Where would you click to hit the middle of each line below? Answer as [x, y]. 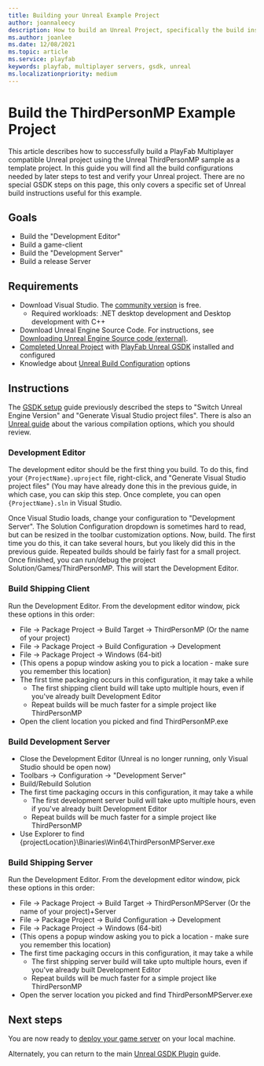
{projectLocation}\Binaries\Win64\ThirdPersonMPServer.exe [117, 842]
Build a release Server [55, 262]
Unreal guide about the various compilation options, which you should [121, 424]
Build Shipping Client [49, 588]
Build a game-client [51, 245]
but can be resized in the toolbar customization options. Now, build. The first [132, 535]
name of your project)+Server [68, 911]
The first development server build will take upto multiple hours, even [143, 800]
